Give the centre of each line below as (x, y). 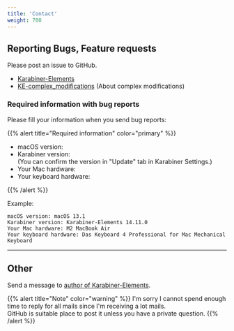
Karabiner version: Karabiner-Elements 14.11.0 (78, 222)
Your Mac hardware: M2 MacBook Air (59, 228)
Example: (21, 203)
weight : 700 (24, 20)
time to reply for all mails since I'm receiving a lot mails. (86, 306)
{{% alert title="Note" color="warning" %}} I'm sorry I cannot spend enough (117, 299)
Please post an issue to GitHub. (52, 65)
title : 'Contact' (32, 14)
